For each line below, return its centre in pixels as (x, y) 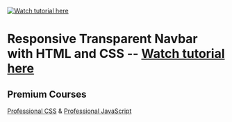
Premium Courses (47, 94)
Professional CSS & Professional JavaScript (69, 111)
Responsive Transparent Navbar (102, 39)
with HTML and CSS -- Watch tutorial (116, 54)
